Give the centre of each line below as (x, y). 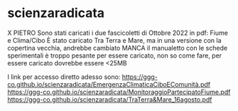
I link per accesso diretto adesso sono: (64, 77)
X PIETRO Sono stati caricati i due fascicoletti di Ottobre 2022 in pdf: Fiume (118, 33)
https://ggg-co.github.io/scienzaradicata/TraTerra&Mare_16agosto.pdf (110, 99)
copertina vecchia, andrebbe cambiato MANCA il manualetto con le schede (118, 48)
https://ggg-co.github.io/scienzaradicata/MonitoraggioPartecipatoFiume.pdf (119, 92)
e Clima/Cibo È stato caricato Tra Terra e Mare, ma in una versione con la (114, 40)
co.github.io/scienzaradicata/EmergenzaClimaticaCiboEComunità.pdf (109, 84)
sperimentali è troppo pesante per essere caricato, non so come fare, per (115, 55)
